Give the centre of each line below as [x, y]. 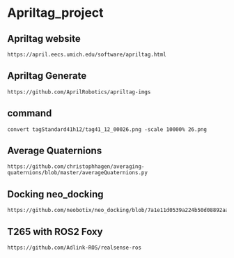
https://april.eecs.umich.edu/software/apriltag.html [87, 54]
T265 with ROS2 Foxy [55, 232]
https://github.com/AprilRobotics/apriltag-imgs [79, 92]
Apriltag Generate [47, 76]
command [30, 113]
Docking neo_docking [55, 194]
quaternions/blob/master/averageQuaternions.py [78, 173]
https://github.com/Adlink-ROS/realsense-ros [74, 248]
